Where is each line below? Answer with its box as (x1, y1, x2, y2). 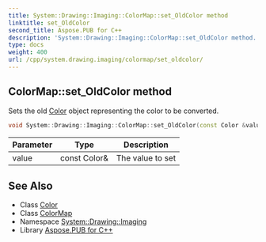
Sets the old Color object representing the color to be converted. (8, 106, 219, 115)
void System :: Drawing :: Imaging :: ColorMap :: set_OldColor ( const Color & (8, 121, 246, 129)
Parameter (12, 139, 53, 150)
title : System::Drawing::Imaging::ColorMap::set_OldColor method (8, 11, 228, 20)
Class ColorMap (19, 209, 73, 218)
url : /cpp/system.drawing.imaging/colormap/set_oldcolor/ (8, 56, 203, 64)
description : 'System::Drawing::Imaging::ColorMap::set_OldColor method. (8, 33, 257, 42)
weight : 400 (8, 48, 47, 56)
